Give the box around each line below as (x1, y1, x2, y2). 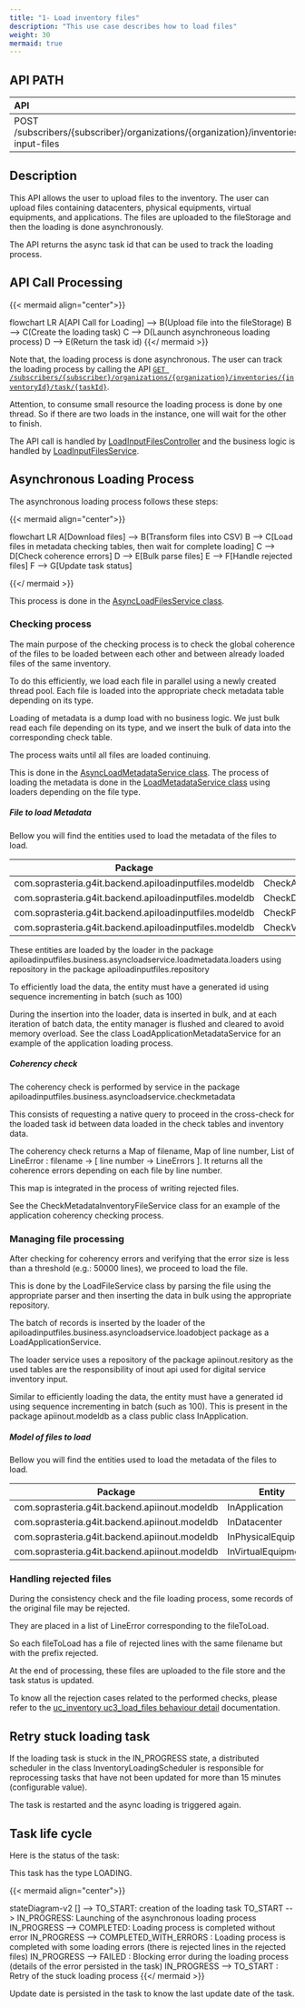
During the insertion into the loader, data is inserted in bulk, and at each (9, 1009, 277, 1019)
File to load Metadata (9, 807, 93, 818)
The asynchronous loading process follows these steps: (9, 496, 219, 507)
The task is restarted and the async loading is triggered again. (9, 1800, 241, 1811)
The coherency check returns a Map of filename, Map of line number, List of (9, 1145, 295, 1156)
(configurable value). (9, 1782, 88, 1792)
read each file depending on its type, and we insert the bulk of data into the (9, 722, 291, 733)
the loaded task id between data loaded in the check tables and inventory (9, 1118, 284, 1129)
